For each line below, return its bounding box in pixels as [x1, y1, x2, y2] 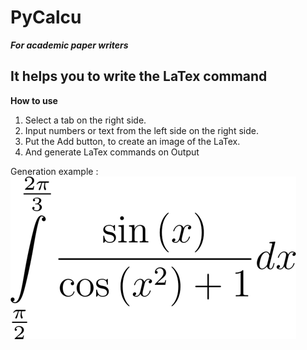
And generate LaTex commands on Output [24, 146, 200, 158]
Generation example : [10, 165, 99, 177]
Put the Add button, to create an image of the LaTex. [24, 135, 241, 147]
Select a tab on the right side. [24, 114, 147, 126]
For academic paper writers [10, 39, 129, 51]
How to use [10, 94, 58, 106]
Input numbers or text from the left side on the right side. [24, 124, 259, 136]
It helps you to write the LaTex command [10, 68, 268, 85]
